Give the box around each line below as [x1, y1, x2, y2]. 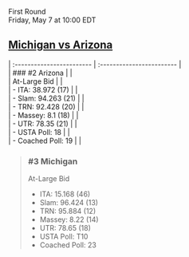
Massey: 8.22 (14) [39, 215, 99, 224]
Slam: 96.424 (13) [39, 198, 98, 208]
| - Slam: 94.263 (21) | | [8, 93, 85, 103]
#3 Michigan [27, 156, 78, 167]
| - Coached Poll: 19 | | [8, 136, 82, 145]
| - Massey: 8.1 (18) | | [8, 110, 79, 120]
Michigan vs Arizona [8, 38, 113, 52]
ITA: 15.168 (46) [39, 189, 91, 199]
